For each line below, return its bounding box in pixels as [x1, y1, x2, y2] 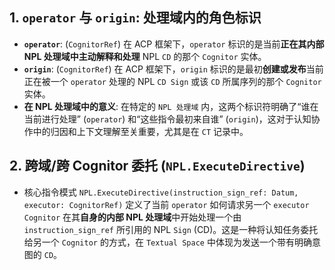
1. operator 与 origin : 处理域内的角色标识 [9, 9, 262, 27]
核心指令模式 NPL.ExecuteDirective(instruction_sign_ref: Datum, [23, 186, 299, 198]
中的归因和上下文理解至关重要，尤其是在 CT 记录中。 [32, 125, 249, 137]
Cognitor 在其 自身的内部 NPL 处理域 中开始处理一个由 [23, 211, 242, 223]
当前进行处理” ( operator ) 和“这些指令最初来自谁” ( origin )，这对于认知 [23, 113, 312, 125]
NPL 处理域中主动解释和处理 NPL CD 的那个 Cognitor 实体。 [23, 50, 267, 62]
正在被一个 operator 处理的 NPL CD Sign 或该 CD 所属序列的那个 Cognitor [23, 75, 322, 87]
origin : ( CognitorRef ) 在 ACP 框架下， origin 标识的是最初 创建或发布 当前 [23, 63, 324, 75]
